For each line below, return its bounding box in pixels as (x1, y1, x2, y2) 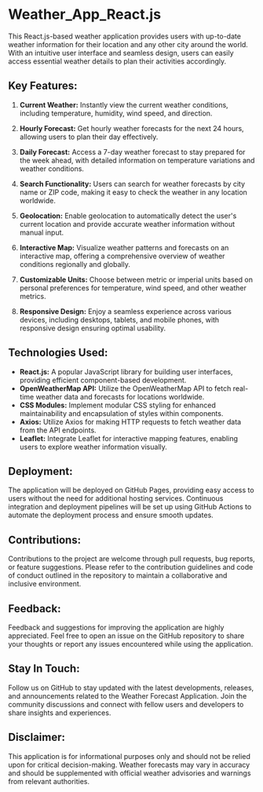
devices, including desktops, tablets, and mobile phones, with (19, 315, 220, 324)
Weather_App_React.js (8, 5, 162, 24)
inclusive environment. (8, 579, 82, 589)
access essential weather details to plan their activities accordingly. (8, 57, 227, 66)
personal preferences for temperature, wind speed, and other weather (19, 283, 247, 292)
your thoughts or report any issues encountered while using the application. (8, 640, 254, 648)
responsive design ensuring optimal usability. (19, 323, 166, 333)
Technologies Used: (8, 346, 108, 360)
